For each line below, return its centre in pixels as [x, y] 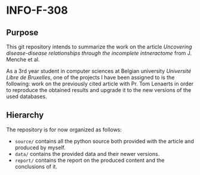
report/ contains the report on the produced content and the [90, 160]
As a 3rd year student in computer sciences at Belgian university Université [99, 71]
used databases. [27, 96]
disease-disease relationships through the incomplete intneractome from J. [99, 53]
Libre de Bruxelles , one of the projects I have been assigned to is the [90, 77]
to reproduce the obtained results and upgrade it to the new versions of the [99, 90]
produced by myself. [40, 148]
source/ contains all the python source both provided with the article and [104, 141]
